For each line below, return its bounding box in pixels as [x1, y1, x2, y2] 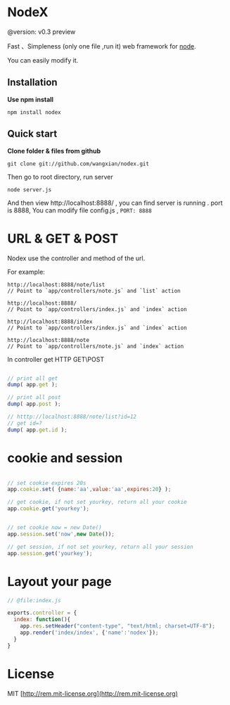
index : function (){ [13, 616, 71, 623]
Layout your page [7, 573, 112, 590]
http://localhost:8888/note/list [7, 281, 106, 288]
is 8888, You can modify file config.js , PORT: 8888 [7, 205, 153, 215]
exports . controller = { [7, 609, 77, 616]
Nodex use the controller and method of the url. [7, 254, 146, 262]
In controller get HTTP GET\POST [7, 355, 104, 363]
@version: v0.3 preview [7, 27, 76, 36]
